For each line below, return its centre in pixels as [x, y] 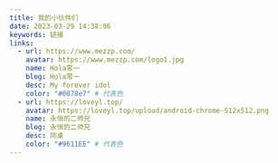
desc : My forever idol [68, 85]
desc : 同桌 [45, 136]
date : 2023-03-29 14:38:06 [60, 26]
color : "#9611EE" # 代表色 [75, 144]
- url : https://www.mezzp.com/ [77, 52]
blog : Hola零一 [53, 77]
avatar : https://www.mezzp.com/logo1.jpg [105, 60]
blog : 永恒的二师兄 [58, 128]
